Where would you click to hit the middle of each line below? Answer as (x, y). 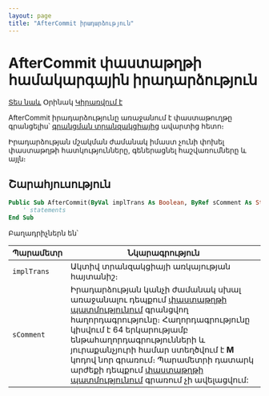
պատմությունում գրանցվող (130, 309)
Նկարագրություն (163, 252)
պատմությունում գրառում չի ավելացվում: (160, 380)
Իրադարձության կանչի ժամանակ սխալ (156, 289)
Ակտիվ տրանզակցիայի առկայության (151, 266)
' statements (44, 210)
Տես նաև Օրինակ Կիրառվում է (66, 102)
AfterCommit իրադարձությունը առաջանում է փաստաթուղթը (120, 118)
